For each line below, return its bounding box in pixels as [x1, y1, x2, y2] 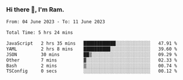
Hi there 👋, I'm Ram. [6, 5, 64, 14]
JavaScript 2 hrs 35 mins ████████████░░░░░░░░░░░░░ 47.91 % [6, 41, 178, 47]
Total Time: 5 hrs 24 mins [6, 30, 73, 36]
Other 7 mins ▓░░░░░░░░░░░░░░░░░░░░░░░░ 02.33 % [6, 57, 178, 63]
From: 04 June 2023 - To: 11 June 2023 [6, 19, 106, 25]
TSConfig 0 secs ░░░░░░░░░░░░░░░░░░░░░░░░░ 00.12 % [6, 68, 178, 74]
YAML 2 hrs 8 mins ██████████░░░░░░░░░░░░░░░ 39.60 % [6, 46, 178, 52]
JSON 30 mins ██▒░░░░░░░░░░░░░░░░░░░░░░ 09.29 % [6, 51, 178, 57]
